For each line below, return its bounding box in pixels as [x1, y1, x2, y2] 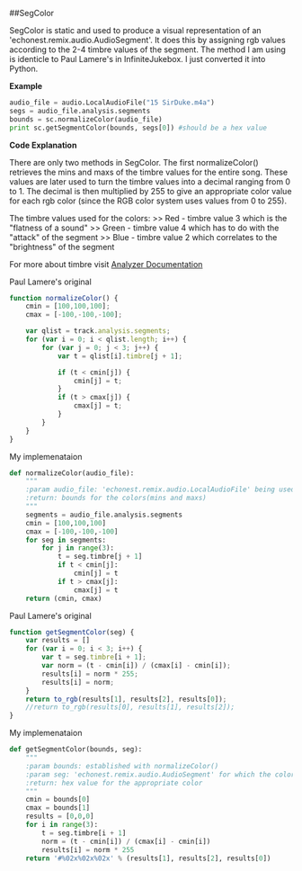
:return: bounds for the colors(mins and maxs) [25, 494, 207, 503]
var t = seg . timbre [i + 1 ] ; [41, 652, 147, 662]
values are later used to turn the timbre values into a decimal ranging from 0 [9, 175, 290, 187]
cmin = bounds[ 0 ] [25, 795, 91, 804]
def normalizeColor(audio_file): [9, 468, 135, 478]
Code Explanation [9, 139, 77, 150]
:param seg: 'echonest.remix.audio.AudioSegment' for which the [25, 769, 271, 779]
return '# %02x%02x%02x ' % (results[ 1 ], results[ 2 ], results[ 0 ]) [25, 854, 271, 863]
